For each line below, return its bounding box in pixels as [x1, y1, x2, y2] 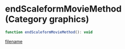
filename [5, 38, 23, 44]
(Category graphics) [5, 14, 89, 25]
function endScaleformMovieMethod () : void [5, 30, 93, 34]
